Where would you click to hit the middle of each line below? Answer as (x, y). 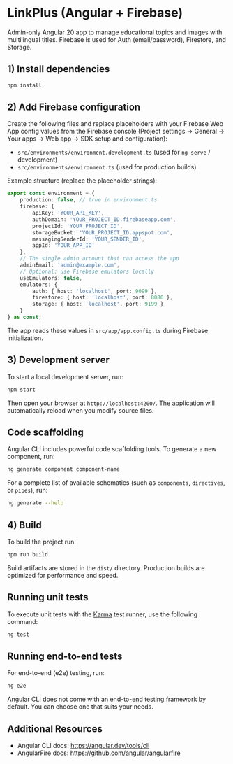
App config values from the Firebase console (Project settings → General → (116, 132)
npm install (24, 85)
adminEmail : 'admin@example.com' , (70, 265)
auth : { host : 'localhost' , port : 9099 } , (95, 291)
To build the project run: (42, 542)
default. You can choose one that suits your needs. (80, 707)
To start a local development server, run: (65, 376)
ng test (18, 635)
